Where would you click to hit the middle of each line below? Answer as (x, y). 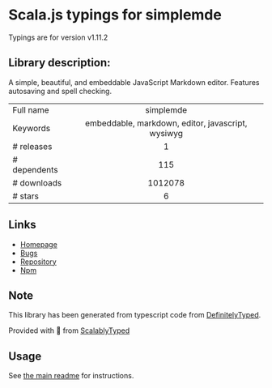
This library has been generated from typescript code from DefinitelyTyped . (135, 315)
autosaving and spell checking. (60, 91)
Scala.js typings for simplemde (115, 15)
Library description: (59, 63)
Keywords (32, 128)
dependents (35, 169)
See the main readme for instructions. (71, 376)
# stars (25, 196)
